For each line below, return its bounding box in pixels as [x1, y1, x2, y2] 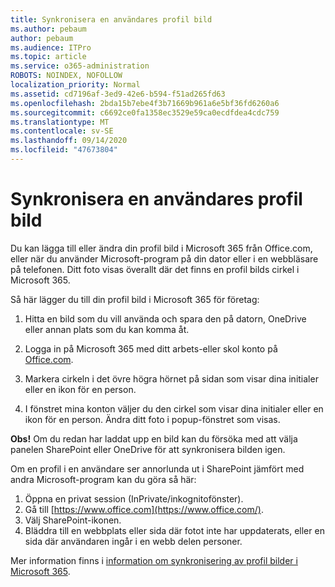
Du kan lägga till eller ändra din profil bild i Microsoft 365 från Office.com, [10, 242, 313, 254]
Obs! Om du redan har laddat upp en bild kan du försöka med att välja [10, 432, 298, 445]
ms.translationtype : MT [10, 117, 110, 127]
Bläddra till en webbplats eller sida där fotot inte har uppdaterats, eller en [24, 524, 325, 536]
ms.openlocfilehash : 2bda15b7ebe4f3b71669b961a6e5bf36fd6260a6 [10, 98, 280, 108]
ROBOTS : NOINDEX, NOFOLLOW [10, 71, 123, 81]
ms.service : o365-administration [10, 61, 150, 71]
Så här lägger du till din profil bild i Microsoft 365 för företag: [10, 293, 260, 305]
